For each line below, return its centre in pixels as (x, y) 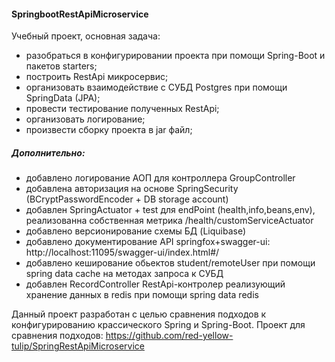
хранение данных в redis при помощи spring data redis (142, 295)
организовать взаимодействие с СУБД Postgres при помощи (156, 87)
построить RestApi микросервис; (97, 77)
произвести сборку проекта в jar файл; (109, 130)
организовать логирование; (85, 119)
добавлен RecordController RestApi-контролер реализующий (155, 284)
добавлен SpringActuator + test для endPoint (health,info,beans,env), (170, 210)
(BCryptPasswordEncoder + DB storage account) (127, 199)
